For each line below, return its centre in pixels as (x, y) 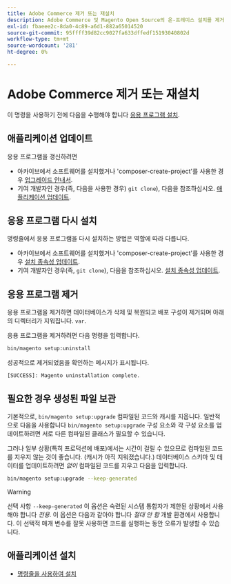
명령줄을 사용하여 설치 (47, 574)
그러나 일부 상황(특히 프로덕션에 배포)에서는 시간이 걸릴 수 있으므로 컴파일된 (109, 448)
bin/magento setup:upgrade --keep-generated (72, 479)
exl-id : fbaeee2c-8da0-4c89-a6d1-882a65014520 (75, 26)
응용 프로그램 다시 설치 (52, 221)
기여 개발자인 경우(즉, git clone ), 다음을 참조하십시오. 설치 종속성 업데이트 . (119, 270)
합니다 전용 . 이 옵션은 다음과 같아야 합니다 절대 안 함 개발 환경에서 (108, 514)
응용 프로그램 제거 (43, 294)
